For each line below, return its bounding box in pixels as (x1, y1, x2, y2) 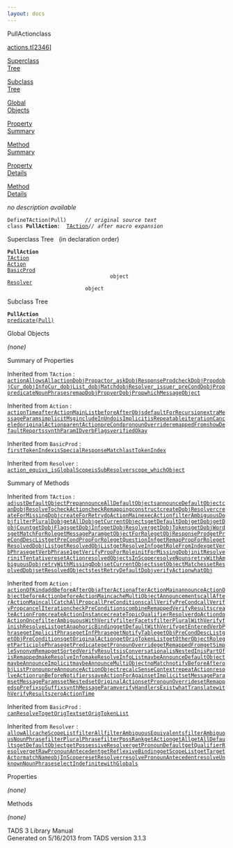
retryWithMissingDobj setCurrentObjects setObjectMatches (41, 560, 207, 567)
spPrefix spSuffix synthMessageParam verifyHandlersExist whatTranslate (13, 684, 216, 691)
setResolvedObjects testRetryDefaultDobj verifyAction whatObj (35, 567, 214, 574)
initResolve (191, 549, 226, 556)
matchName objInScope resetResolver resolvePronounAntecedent (22, 754, 198, 761)
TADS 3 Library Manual (7, 826, 74, 835)
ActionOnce (7, 617, 39, 624)
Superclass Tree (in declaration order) (7, 235, 120, 243)
